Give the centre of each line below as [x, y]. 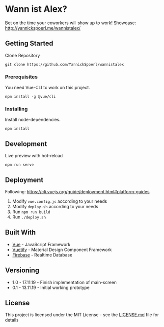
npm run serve [20, 165]
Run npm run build [31, 212]
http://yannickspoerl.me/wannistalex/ [43, 28]
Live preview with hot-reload [34, 156]
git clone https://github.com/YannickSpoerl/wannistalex [65, 64]
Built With [20, 233]
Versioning [22, 271]
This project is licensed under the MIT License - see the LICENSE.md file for [82, 315]
